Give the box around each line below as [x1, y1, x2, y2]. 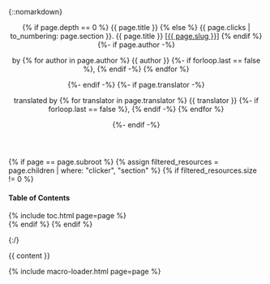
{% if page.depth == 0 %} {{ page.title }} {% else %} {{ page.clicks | [22, 23, 251, 32]
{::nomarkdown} [8, 7, 63, 16]
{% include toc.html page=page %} [8, 211, 127, 221]
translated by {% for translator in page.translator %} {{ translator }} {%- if [13, 96, 259, 105]
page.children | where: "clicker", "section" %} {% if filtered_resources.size [8, 166, 258, 175]
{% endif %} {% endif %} [8, 219, 93, 230]
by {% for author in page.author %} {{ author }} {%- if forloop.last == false [11, 56, 261, 65]
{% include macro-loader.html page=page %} [8, 267, 161, 277]
